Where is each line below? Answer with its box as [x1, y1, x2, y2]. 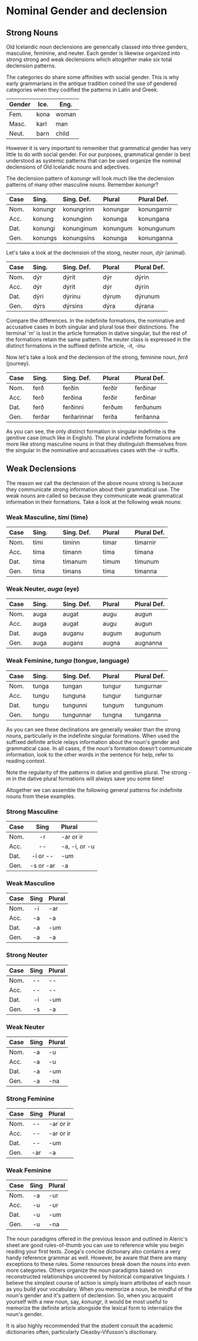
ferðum [102, 403, 123, 411]
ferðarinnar [63, 413, 94, 421]
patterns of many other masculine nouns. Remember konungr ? [6, 181, 158, 188]
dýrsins [63, 302, 84, 310]
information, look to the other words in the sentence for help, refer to [6, 751, 174, 758]
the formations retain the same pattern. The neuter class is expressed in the [6, 336, 191, 343]
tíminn [63, 538, 80, 547]
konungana [138, 215, 170, 223]
